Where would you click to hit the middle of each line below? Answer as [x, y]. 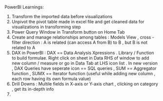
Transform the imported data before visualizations [62, 16]
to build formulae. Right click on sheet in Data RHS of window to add [80, 58]
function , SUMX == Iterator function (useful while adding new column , [83, 73]
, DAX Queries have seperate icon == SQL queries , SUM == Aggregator [84, 68]
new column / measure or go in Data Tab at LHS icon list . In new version [85, 63]
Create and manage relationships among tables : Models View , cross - [83, 37]
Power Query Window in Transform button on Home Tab [68, 32]
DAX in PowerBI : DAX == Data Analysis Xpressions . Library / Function [83, 53]
